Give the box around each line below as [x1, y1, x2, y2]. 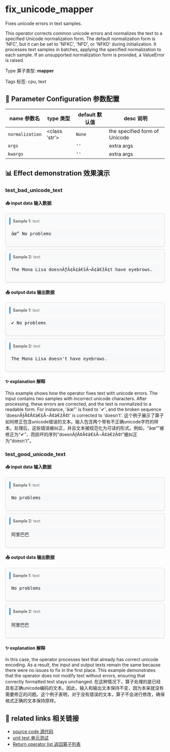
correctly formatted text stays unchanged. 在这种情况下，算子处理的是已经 [5, 679, 161, 685]
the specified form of [109, 127, 159, 135]
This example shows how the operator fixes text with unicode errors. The [5, 390, 158, 396]
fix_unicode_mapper [5, 4, 94, 15]
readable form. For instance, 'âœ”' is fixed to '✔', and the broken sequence [5, 406, 162, 412]
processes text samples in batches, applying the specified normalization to [5, 46, 161, 52]
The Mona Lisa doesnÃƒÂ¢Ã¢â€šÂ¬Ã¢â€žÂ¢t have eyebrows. [11, 267, 153, 273]
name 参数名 [9, 115, 40, 122]
